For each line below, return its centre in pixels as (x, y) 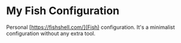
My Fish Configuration (63, 11)
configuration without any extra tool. (51, 33)
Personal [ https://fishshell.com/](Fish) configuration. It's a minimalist (90, 27)
